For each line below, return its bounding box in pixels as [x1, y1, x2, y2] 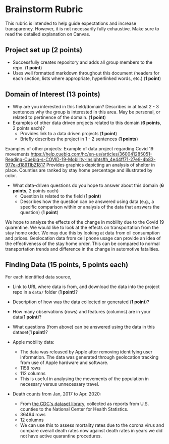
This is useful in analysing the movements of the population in [20, 376, 149, 382]
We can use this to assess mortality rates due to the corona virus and [20, 422, 164, 428]
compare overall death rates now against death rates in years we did [20, 428, 163, 434]
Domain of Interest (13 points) [5, 90, 100, 99]
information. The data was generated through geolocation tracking [20, 354, 159, 360]
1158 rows [20, 365, 41, 371]
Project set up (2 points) [5, 46, 83, 54]
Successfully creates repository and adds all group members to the [12, 59, 153, 65]
